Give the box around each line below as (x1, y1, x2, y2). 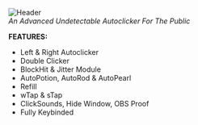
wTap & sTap (19, 90, 63, 100)
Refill (19, 81, 38, 91)
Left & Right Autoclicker (19, 48, 99, 56)
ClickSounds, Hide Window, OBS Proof (19, 99, 150, 108)
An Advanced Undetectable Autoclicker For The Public (8, 16, 191, 26)
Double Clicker (19, 56, 70, 65)
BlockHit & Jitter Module (19, 65, 101, 74)
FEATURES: (8, 32, 48, 41)
